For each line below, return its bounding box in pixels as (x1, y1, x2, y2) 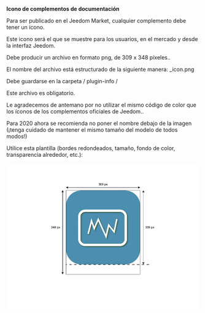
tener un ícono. (6, 24, 45, 31)
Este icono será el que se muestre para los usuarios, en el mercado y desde (6, 36, 198, 42)
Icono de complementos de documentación (6, 6, 120, 12)
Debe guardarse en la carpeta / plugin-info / (6, 78, 118, 85)
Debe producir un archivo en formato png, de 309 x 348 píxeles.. (6, 54, 171, 61)
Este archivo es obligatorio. (6, 89, 75, 97)
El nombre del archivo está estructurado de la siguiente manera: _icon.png (6, 66, 195, 73)
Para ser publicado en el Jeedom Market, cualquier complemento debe (6, 17, 187, 24)
